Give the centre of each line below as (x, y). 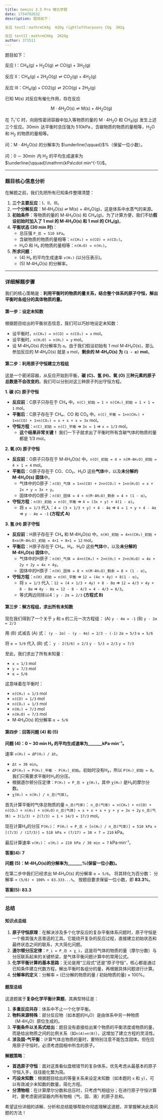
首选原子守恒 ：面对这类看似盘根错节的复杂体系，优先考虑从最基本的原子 (84, 1066)
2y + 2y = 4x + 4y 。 (40, 564)
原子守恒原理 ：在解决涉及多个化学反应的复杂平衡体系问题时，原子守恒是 (84, 932)
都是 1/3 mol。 (33, 438)
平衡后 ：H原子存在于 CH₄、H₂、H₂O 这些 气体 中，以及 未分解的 (74, 546)
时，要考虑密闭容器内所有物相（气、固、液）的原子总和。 (69, 1096)
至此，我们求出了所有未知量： (35, 654)
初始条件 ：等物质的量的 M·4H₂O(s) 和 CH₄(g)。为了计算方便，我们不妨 (82, 215)
